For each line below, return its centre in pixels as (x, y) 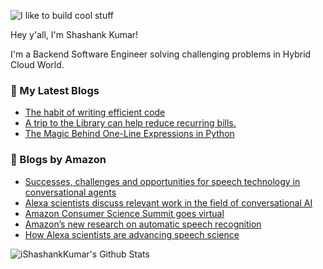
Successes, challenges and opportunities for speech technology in (162, 181)
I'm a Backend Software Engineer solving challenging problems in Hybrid (161, 54)
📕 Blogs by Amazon (58, 160)
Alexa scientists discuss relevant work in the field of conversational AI (168, 202)
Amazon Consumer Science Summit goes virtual (124, 213)
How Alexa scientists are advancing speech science (132, 234)
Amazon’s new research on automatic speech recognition (143, 224)
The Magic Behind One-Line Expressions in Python (129, 134)
